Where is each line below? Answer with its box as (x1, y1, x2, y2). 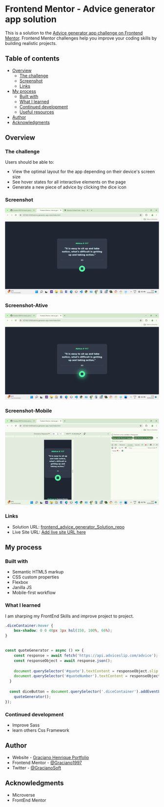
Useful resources (19, 109, 55, 115)
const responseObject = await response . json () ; (14, 658, 112, 663)
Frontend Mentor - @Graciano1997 (12, 760, 82, 765)
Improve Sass (12, 722, 40, 728)
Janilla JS (12, 585, 32, 591)
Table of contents (5, 55, 60, 63)
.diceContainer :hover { (5, 623, 54, 628)
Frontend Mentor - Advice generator (5, 3, 155, 15)
